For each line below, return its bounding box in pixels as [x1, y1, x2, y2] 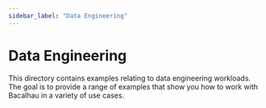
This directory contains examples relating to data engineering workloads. [8, 73, 251, 83]
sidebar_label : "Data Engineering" [8, 11, 128, 20]
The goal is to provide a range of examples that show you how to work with [8, 81, 258, 91]
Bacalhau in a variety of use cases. [8, 90, 125, 100]
